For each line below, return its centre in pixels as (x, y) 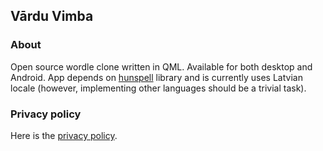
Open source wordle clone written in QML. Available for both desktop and (161, 66)
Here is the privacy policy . (64, 135)
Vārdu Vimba (52, 16)
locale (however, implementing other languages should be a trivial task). (158, 88)
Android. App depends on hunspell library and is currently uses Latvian (156, 77)
